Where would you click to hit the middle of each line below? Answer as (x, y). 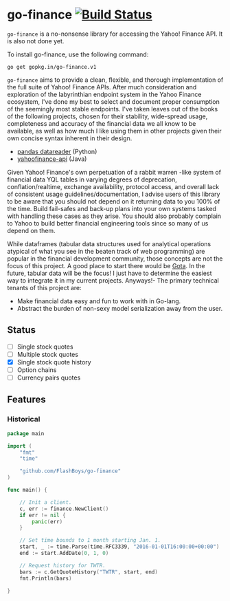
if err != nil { (43, 515)
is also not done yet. (36, 41)
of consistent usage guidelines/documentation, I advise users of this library (114, 194)
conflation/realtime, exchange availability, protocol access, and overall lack (113, 186)
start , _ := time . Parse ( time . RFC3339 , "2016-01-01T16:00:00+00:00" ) (119, 547)
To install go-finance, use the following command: (78, 54)
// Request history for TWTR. (63, 565)
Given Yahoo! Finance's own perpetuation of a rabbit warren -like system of (114, 172)
